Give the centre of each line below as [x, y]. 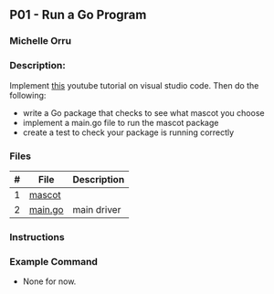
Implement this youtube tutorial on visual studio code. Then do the [134, 85]
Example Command [54, 261]
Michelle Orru [40, 41]
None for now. [49, 281]
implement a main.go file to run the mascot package [121, 122]
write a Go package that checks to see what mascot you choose [143, 112]
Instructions [37, 236]
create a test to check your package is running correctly [128, 132]
